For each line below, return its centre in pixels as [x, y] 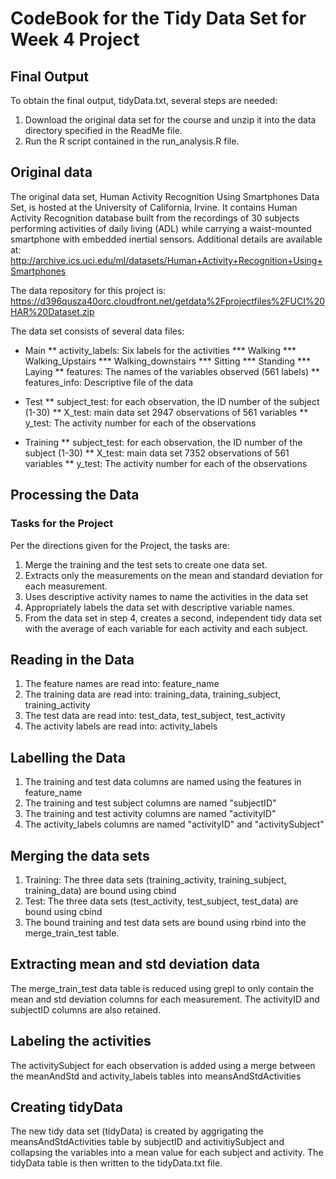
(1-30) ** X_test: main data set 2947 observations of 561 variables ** [166, 412]
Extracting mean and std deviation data [135, 964]
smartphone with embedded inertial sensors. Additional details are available [166, 239]
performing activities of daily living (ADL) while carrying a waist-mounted [161, 228]
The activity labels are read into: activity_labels [121, 726]
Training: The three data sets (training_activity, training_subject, [155, 879]
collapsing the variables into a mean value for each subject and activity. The [167, 1153]
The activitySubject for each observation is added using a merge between [163, 1065]
